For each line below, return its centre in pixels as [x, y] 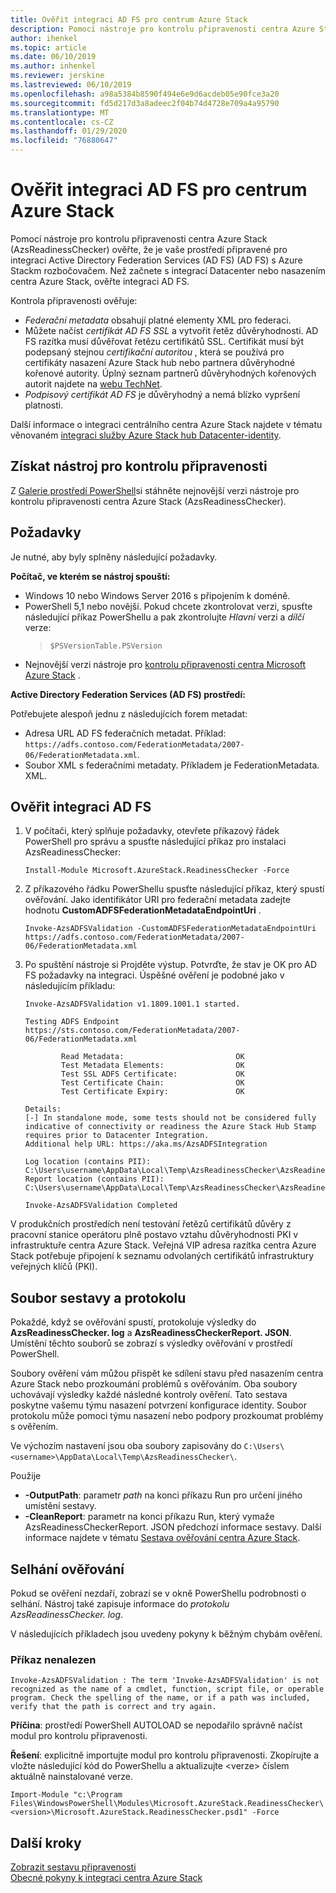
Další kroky [46, 1842]
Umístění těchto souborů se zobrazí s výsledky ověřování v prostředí [151, 1343]
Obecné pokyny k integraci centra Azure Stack [106, 1878]
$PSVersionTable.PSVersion [106, 646]
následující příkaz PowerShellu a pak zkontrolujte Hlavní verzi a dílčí [164, 617]
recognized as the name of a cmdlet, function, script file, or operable [167, 1689]
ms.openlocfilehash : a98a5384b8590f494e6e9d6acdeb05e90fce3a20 [145, 94]
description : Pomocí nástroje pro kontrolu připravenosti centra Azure [162, 29]
